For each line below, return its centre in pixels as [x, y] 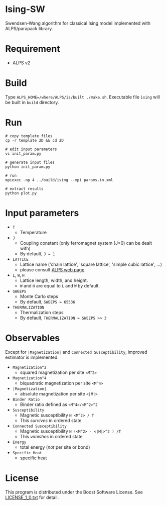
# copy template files [29, 136]
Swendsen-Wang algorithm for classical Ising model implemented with [78, 23]
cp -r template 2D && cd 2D [35, 140]
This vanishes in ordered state [51, 436]
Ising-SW [25, 9]
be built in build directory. [32, 102]
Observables [33, 338]
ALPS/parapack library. [29, 28]
